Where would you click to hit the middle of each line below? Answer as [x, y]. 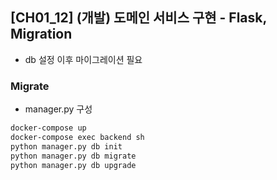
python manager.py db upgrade [73, 165]
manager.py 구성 [58, 109]
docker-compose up [48, 128]
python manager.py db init [66, 146]
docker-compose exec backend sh [77, 137]
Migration [41, 34]
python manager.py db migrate [73, 156]
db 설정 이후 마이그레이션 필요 [83, 59]
